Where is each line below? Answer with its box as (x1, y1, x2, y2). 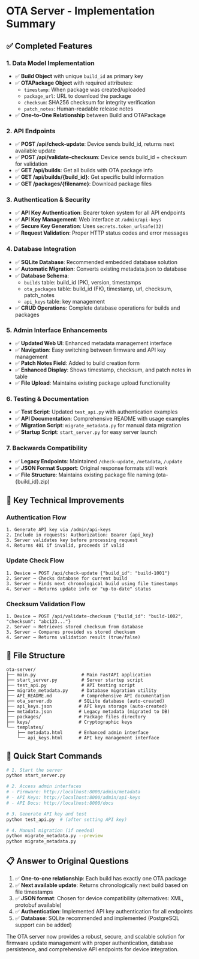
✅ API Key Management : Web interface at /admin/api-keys (14, 216, 162, 223)
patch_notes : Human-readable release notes (23, 105, 134, 112)
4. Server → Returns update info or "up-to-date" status (6, 586, 152, 592)
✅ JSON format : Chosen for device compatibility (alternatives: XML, (14, 895, 184, 901)
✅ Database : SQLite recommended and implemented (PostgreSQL (14, 915, 180, 922)
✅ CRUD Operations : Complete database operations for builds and (14, 304, 180, 311)
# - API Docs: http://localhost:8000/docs (6, 800, 114, 806)
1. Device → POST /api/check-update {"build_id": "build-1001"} (6, 570, 170, 576)
